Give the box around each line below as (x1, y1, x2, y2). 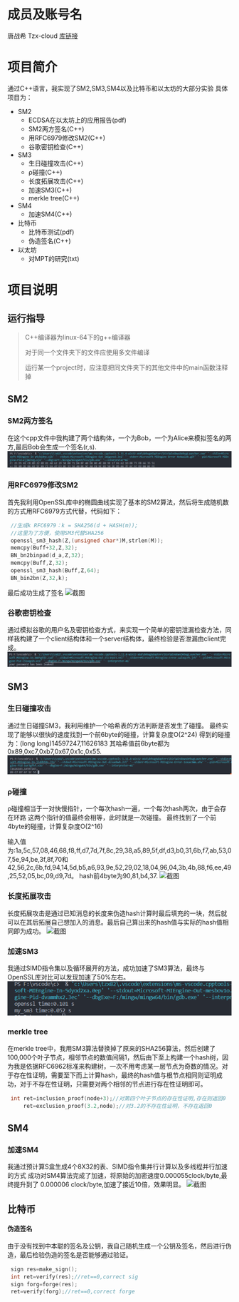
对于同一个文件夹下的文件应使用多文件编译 (24, 347, 150, 357)
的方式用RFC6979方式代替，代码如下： (7, 507, 122, 515)
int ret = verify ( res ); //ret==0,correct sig (10, 1273, 139, 1281)
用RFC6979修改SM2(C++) (28, 133, 105, 142)
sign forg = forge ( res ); (10, 1281, 78, 1288)
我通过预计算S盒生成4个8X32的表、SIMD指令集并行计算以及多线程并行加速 (7, 1162, 228, 1171)
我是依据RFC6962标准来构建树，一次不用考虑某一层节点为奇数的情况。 (13, 1062, 223, 1070)
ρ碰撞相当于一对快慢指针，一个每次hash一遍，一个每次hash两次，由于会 (7, 804, 221, 813)
